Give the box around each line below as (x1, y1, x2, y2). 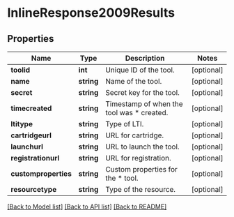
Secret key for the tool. (105, 88, 180, 97)
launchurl (10, 142, 43, 151)
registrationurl (10, 154, 60, 163)
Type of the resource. (105, 185, 176, 194)
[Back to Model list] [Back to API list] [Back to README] (7, 202, 167, 211)
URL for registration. (105, 154, 172, 163)
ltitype (10, 119, 33, 128)
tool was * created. (105, 108, 169, 117)
